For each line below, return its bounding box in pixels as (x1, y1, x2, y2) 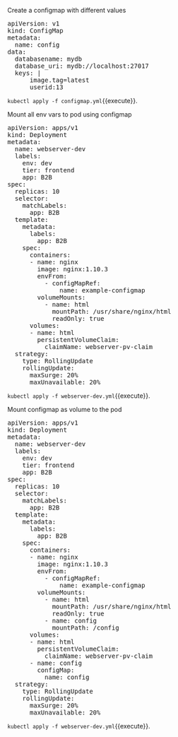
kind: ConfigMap (7, 27, 64, 35)
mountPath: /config (52, 624, 119, 632)
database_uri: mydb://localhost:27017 (14, 62, 150, 70)
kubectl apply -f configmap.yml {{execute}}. (7, 97, 138, 105)
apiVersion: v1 (7, 20, 60, 28)
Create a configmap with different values (7, 6, 126, 14)
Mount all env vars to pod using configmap (7, 110, 132, 119)
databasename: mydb (14, 55, 83, 63)
